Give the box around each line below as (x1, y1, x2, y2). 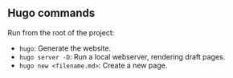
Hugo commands (7, 6, 96, 20)
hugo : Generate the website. (18, 43, 112, 53)
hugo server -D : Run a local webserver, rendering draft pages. (18, 51, 226, 61)
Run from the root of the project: (7, 27, 115, 37)
